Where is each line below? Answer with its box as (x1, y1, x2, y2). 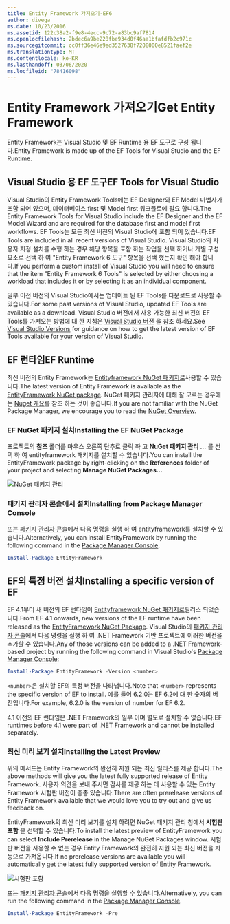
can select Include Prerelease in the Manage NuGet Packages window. (7, 834, 209, 843)
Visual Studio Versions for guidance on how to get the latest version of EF (7, 325, 216, 333)
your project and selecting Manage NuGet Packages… (7, 466, 163, 474)
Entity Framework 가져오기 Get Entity (7, 99, 216, 115)
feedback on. (7, 804, 45, 812)
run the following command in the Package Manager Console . (7, 896, 182, 905)
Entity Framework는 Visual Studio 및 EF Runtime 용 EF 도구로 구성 (7, 138, 189, 147)
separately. (7, 728, 39, 737)
